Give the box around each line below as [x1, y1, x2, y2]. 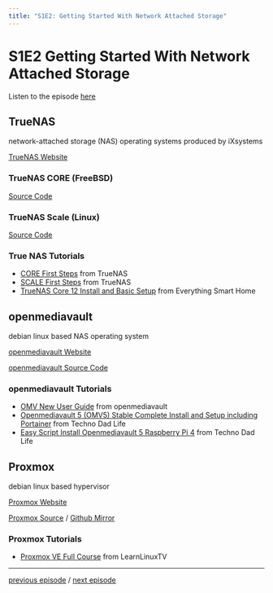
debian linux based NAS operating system [8, 332, 149, 341]
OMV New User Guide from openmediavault [19, 402, 168, 411]
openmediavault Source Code [8, 363, 108, 373]
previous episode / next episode [8, 575, 116, 585]
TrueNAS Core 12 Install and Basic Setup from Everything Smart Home [19, 286, 256, 296]
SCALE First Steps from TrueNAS [19, 278, 132, 288]
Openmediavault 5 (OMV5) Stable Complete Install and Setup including [19, 411, 258, 420]
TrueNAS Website [8, 152, 68, 162]
